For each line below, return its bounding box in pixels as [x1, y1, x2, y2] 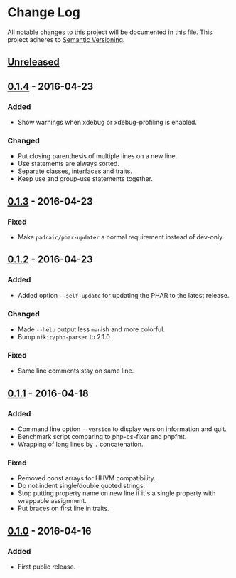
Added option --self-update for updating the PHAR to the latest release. [17, 291, 230, 299]
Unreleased [7, 56, 60, 68]
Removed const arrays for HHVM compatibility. [17, 474, 156, 482]
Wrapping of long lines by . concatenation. [17, 440, 144, 448]
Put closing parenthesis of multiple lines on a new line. [17, 152, 178, 160]
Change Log [7, 4, 80, 21]
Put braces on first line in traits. [17, 504, 109, 513]
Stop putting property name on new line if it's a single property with [17, 489, 216, 497]
